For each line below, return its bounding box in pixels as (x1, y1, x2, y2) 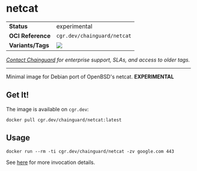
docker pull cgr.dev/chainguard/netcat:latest (6, 117, 122, 123)
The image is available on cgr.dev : (6, 105, 89, 112)
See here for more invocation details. (6, 159, 96, 166)
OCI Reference (9, 32, 51, 40)
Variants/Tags (9, 41, 50, 49)
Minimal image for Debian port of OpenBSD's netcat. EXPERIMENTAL (6, 73, 174, 80)
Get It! (6, 90, 29, 100)
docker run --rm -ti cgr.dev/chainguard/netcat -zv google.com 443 (6, 148, 175, 154)
